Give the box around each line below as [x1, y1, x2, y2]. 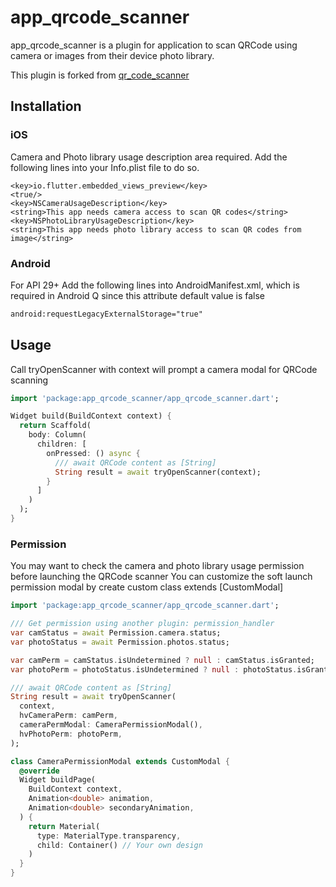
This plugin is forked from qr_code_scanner [10, 69, 190, 81]
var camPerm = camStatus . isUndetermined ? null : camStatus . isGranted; [10, 655, 315, 665]
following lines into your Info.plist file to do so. [10, 161, 200, 173]
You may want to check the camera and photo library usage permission [10, 560, 305, 572]
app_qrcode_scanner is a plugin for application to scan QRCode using [10, 39, 298, 51]
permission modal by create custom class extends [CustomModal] [10, 581, 284, 593]
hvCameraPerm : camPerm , [19, 711, 118, 721]
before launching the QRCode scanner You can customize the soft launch [10, 571, 313, 583]
